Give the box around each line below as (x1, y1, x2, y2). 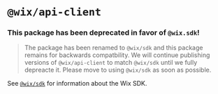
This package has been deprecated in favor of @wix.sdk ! (7, 28, 201, 38)
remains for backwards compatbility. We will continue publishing (24, 51, 210, 59)
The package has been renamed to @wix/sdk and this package (24, 44, 203, 52)
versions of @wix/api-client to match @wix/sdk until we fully (24, 58, 198, 67)
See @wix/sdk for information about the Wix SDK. (7, 79, 147, 88)
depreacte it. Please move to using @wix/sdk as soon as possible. (24, 65, 212, 75)
